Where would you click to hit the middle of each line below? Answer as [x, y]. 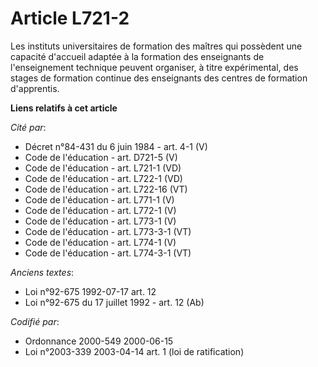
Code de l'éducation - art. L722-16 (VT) [106, 189]
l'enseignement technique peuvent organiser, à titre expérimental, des [154, 67]
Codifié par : [35, 321]
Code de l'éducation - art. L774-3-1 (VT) [108, 253]
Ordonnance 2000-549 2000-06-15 [99, 341]
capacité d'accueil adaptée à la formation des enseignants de [137, 56]
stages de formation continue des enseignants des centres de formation [159, 78]
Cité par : [28, 127]
